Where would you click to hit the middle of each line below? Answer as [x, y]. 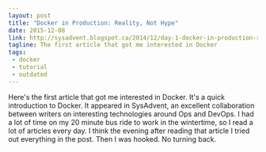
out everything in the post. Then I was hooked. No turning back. [112, 139]
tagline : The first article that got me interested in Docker [113, 45]
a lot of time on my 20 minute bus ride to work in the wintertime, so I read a [131, 122]
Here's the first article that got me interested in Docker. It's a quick [117, 97]
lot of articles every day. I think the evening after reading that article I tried [129, 131]
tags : [17, 52]
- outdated [29, 74]
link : [17, 38]
